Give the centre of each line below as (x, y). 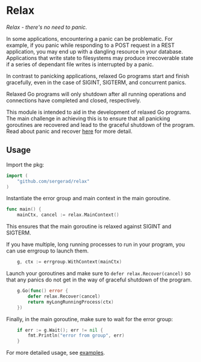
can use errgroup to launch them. (47, 251)
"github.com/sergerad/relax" (53, 181)
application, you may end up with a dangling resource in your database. (94, 51)
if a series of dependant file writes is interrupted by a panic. (80, 64)
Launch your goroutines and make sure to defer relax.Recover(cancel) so (98, 273)
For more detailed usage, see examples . (55, 353)
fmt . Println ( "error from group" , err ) (76, 336)
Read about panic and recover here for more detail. (70, 131)
